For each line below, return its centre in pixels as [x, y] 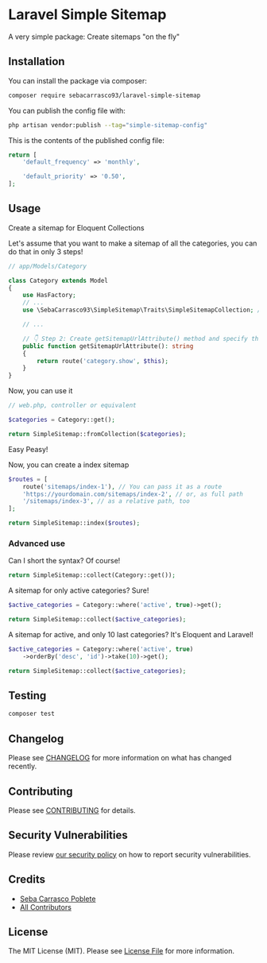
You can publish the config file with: [67, 110]
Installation [37, 62]
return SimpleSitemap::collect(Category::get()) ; [92, 575]
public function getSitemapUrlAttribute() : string [108, 346]
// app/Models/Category [48, 266]
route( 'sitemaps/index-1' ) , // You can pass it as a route [122, 486]
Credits [27, 880]
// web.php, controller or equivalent [72, 406]
